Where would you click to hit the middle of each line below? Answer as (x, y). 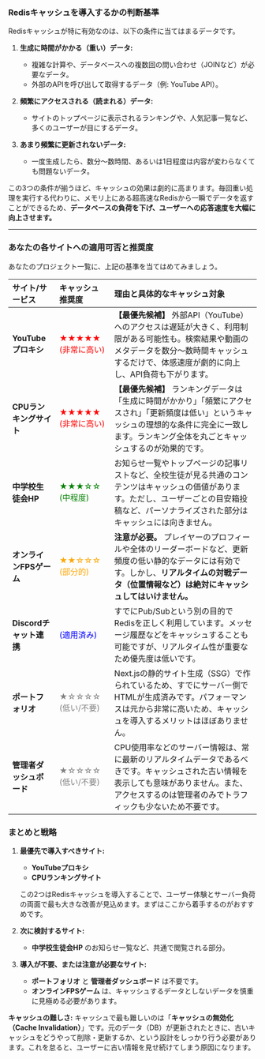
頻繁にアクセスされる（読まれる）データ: (86, 101)
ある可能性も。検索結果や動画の (189, 339)
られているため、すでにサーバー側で (181, 685)
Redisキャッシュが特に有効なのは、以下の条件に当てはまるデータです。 (124, 31)
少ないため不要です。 (185, 806)
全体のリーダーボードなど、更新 (189, 549)
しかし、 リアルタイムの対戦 (181, 573)
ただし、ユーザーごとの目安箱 (185, 498)
